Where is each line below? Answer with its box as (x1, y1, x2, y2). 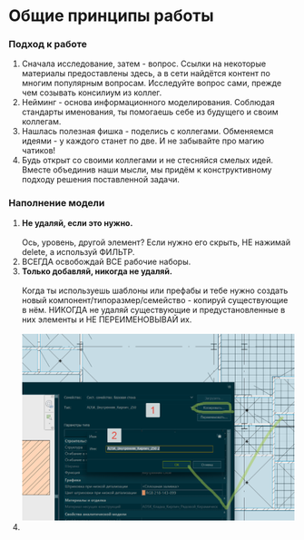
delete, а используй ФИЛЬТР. (21, 246, 135, 257)
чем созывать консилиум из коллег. (21, 87, 162, 98)
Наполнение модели (8, 197, 105, 210)
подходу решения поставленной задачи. (21, 174, 181, 185)
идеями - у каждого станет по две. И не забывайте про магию (21, 135, 265, 146)
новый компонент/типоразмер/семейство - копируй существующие (21, 294, 289, 305)
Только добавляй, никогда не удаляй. (21, 265, 173, 277)
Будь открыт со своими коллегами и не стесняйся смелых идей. (21, 155, 274, 166)
